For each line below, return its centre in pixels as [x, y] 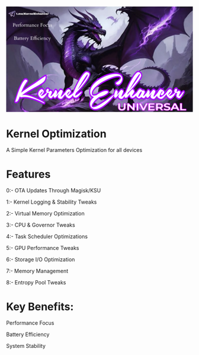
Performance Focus [30, 323]
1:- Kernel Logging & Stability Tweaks [52, 202]
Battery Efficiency [28, 335]
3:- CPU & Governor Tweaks [41, 225]
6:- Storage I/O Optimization [41, 259]
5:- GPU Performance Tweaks [43, 248]
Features [28, 174]
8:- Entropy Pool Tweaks [36, 283]
